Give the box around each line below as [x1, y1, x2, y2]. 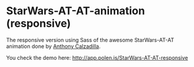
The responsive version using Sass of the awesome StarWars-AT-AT [6, 36, 174, 43]
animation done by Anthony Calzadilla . [6, 43, 101, 50]
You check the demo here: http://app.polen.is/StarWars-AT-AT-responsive [6, 54, 188, 61]
